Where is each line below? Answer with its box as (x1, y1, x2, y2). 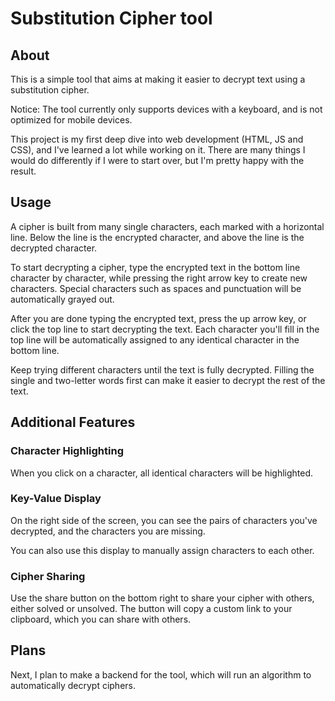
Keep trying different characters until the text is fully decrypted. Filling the (10, 363, 315, 376)
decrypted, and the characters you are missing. (10, 525, 206, 537)
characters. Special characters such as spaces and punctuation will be (10, 282, 302, 294)
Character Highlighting (10, 444, 124, 458)
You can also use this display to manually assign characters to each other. (10, 544, 315, 556)
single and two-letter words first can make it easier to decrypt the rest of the (10, 374, 326, 386)
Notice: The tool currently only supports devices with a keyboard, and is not (10, 103, 323, 115)
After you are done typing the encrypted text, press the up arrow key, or (10, 312, 307, 324)
